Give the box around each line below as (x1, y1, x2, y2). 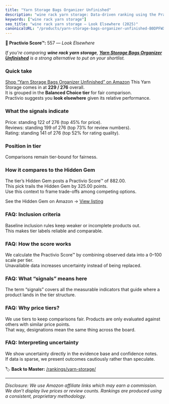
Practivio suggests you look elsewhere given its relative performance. (5, 95, 151, 101)
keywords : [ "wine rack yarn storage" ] (5, 17, 87, 22)
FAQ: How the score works (5, 240, 71, 247)
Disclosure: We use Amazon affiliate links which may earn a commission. (5, 382, 157, 388)
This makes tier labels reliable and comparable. (5, 228, 103, 234)
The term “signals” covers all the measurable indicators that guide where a (5, 287, 160, 293)
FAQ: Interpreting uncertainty (5, 339, 79, 346)
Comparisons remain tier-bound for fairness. (5, 154, 98, 160)
